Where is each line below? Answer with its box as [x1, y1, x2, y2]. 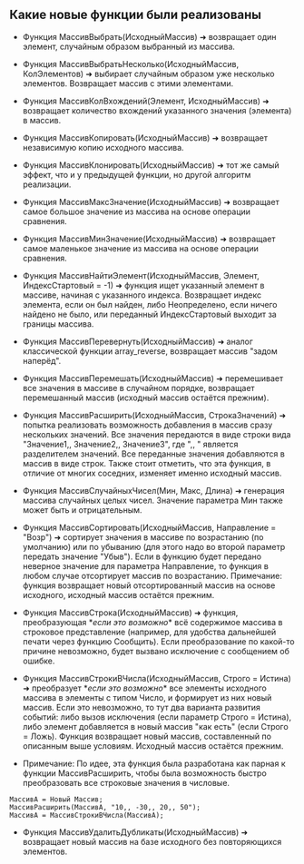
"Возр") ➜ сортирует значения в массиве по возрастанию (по [22, 531, 264, 543]
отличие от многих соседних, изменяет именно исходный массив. [22, 467, 282, 478]
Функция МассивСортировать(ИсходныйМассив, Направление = [22, 522, 277, 533]
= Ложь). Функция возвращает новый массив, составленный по [22, 731, 272, 741]
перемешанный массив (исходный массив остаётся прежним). [22, 392, 270, 403]
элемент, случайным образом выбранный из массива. [22, 41, 236, 52]
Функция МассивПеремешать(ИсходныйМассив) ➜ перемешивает [22, 372, 284, 384]
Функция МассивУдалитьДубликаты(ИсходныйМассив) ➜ [22, 826, 248, 838]
